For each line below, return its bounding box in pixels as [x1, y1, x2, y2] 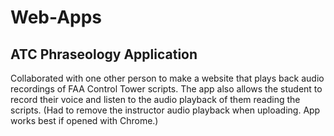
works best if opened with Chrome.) [10, 115, 159, 126]
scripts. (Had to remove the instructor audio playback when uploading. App [10, 104, 321, 116]
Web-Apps [10, 6, 103, 29]
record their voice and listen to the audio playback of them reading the [10, 94, 301, 105]
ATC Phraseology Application [10, 46, 198, 63]
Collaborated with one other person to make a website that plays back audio [10, 72, 325, 84]
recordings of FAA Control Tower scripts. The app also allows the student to [10, 83, 323, 95]
